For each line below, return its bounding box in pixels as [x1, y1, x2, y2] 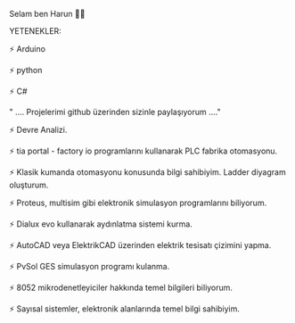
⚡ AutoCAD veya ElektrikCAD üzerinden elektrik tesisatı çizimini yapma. [9, 240, 272, 250]
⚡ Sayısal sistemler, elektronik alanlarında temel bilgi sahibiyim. [9, 303, 241, 314]
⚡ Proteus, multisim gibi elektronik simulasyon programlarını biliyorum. [9, 197, 267, 208]
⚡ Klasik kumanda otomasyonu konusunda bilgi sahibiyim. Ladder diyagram [9, 167, 287, 178]
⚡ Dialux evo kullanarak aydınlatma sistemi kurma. [9, 219, 193, 229]
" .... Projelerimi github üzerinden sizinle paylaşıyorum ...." [9, 107, 221, 117]
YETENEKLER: [9, 26, 62, 36]
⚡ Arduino [9, 44, 46, 54]
